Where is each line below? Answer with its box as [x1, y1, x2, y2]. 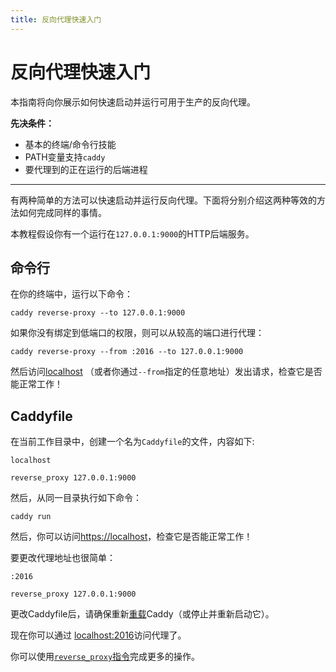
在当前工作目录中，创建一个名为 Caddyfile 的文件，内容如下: [10, 436, 255, 448]
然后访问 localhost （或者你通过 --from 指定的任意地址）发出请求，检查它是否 [10, 366, 323, 378]
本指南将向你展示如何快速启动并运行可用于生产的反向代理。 [10, 96, 256, 108]
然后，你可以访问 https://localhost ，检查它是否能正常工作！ [10, 531, 253, 543]
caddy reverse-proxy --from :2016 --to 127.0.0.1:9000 [10, 347, 244, 357]
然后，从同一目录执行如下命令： [10, 492, 142, 504]
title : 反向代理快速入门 [10, 14, 102, 25]
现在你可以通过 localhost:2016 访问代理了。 [10, 629, 187, 641]
